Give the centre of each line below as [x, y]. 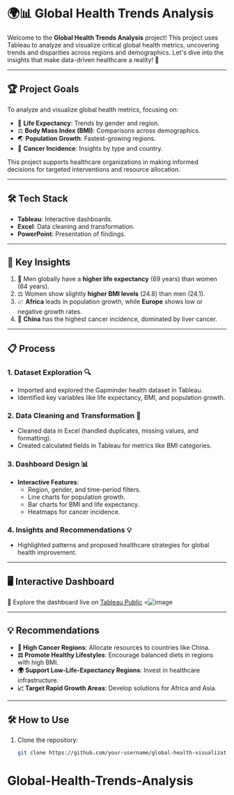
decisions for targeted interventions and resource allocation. [94, 169]
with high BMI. [38, 662]
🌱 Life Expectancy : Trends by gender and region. [88, 123]
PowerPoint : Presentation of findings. [71, 234]
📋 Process [31, 349]
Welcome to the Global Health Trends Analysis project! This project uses [112, 37]
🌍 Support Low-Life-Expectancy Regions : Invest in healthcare [109, 670]
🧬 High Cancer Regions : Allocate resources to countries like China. [114, 647]
